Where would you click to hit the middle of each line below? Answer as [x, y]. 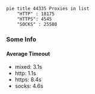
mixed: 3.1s [28, 67]
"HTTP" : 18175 [36, 14]
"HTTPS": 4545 [34, 19]
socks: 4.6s [29, 86]
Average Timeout [28, 53]
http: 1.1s [25, 73]
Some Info [22, 39]
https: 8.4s [28, 80]
